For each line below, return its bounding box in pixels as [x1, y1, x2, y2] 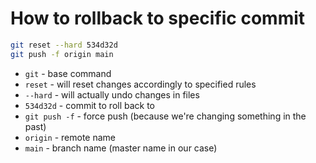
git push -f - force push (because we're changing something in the [24, 110, 307, 122]
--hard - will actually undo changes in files [24, 88, 200, 101]
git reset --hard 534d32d [10, 40, 118, 50]
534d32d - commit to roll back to [24, 99, 156, 111]
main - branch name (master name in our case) [24, 142, 218, 154]
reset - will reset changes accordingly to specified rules [24, 78, 257, 90]
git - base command [24, 67, 112, 79]
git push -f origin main [10, 49, 114, 59]
